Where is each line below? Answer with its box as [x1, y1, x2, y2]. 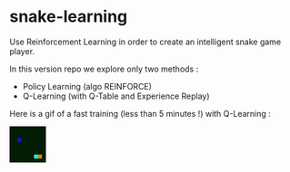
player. [9, 45, 35, 56]
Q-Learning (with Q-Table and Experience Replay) [22, 91, 211, 101]
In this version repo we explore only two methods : [9, 63, 199, 74]
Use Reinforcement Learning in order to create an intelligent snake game [9, 36, 282, 47]
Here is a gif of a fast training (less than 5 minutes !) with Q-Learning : [9, 108, 271, 119]
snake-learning [9, 6, 128, 27]
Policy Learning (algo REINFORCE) [22, 81, 153, 91]
